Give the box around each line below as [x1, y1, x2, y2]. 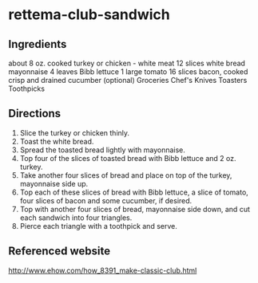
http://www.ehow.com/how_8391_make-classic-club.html [8, 265, 197, 275]
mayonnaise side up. [19, 179, 89, 188]
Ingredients [8, 37, 67, 51]
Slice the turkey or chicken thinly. [19, 128, 130, 137]
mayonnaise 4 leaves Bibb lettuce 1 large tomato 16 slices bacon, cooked [8, 67, 248, 77]
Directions [8, 107, 62, 120]
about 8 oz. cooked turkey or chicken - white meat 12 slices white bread [8, 58, 246, 68]
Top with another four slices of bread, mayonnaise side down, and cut [19, 204, 250, 214]
